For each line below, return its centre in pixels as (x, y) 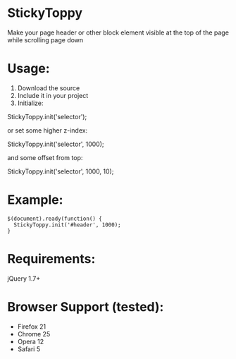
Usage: (29, 69)
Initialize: (30, 103)
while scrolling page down (45, 39)
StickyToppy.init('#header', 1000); (67, 225)
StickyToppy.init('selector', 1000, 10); (61, 171)
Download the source (49, 88)
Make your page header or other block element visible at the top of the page (118, 32)
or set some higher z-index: (48, 130)
